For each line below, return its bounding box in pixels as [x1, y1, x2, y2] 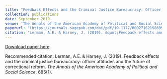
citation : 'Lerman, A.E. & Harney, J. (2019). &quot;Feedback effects [5, 30, 155, 35]
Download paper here [5, 44, 50, 49]
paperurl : [5, 26, 26, 31]
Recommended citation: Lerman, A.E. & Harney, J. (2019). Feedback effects [5, 53, 160, 59]
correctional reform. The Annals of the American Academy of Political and [5, 64, 158, 70]
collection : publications [5, 12, 59, 17]
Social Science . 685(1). [5, 69, 53, 75]
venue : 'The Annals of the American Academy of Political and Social [5, 21, 153, 26]
